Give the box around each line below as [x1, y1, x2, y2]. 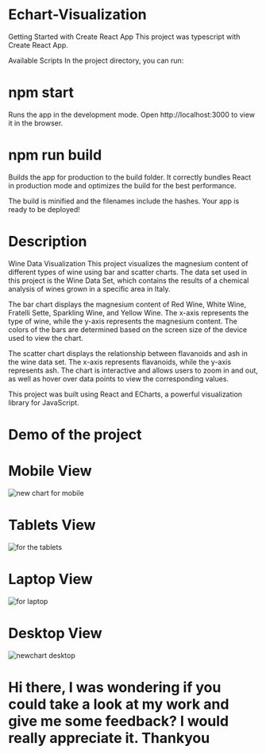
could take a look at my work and [8, 695, 229, 713]
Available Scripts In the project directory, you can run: [8, 56, 184, 65]
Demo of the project [8, 425, 142, 443]
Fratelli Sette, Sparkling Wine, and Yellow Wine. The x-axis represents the [8, 307, 249, 317]
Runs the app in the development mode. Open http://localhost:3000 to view [8, 110, 256, 119]
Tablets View [8, 516, 96, 534]
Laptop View [8, 570, 93, 588]
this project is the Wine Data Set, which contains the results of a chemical [8, 276, 249, 285]
